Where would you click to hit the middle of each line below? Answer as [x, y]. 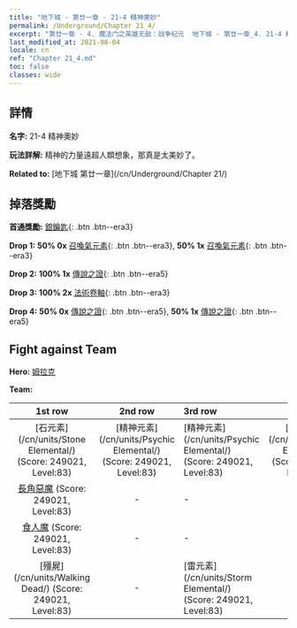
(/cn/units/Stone [52, 440]
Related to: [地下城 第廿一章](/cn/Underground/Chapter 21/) [118, 173]
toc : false [29, 67]
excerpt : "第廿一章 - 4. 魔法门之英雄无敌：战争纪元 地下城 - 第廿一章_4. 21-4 [146, 34]
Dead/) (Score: [52, 589]
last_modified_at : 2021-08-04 [65, 42]
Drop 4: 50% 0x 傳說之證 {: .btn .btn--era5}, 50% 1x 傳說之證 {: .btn [131, 311]
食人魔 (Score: [52, 527]
